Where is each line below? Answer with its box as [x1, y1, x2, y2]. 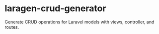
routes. [4, 24, 19, 30]
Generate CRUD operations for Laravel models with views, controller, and [4, 19, 155, 25]
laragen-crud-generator [4, 3, 106, 14]
